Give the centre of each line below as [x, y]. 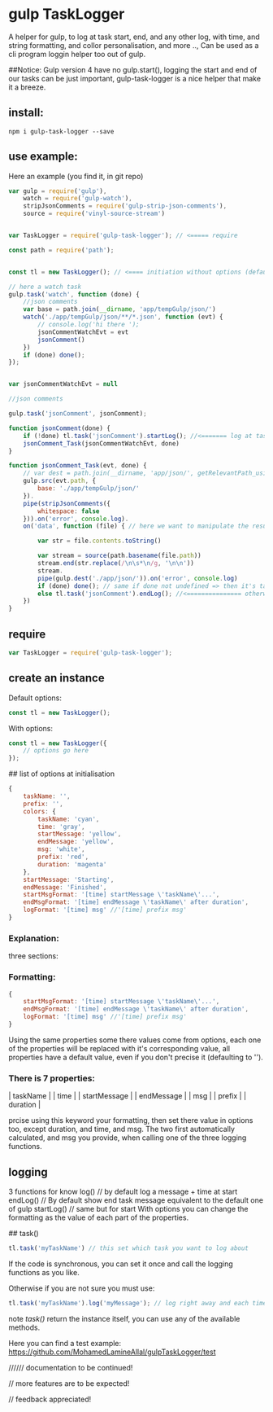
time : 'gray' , [61, 827]
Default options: [35, 698]
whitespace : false [69, 511]
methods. [24, 1327]
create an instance [56, 678]
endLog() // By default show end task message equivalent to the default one [136, 1200]
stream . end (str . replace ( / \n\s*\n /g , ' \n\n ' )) [116, 563]
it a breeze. [27, 87]
